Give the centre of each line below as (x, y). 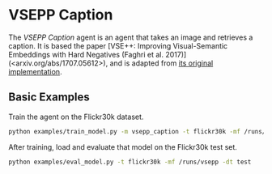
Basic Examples (49, 98)
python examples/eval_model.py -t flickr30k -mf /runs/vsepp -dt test (130, 162)
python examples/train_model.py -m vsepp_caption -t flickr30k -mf (125, 131)
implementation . (35, 71)
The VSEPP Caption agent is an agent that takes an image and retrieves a (131, 37)
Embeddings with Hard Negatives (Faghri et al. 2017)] (98, 54)
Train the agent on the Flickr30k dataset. (76, 117)
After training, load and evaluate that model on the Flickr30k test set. (123, 146)
